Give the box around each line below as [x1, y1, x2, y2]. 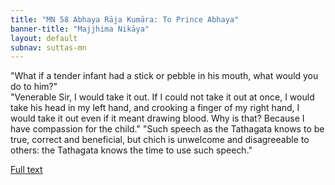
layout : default [10, 33, 78, 43]
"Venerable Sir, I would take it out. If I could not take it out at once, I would [10, 91, 315, 103]
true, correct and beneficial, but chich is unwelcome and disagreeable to [10, 134, 310, 146]
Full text [10, 164, 43, 176]
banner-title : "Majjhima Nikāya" [10, 24, 150, 34]
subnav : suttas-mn [10, 42, 87, 53]
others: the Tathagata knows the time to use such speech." [10, 144, 253, 156]
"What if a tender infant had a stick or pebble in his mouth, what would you [10, 70, 319, 82]
